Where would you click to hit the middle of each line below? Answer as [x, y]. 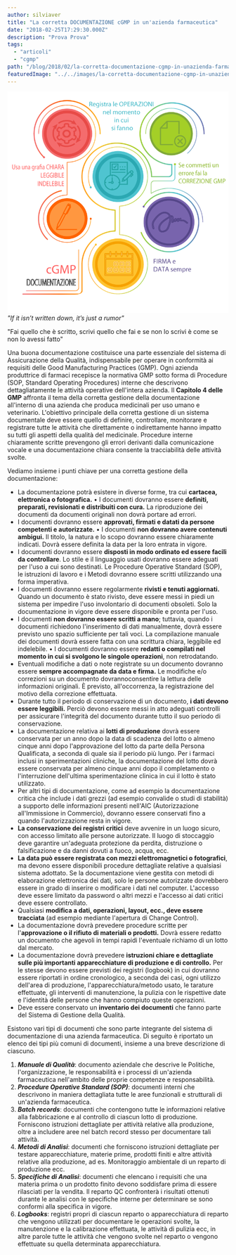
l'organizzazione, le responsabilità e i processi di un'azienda [104, 1071]
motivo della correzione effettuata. [67, 693]
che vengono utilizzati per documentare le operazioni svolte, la [109, 1221]
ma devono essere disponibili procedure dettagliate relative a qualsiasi [119, 865]
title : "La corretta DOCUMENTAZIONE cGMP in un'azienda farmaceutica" [113, 22]
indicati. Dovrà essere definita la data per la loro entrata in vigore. [112, 544]
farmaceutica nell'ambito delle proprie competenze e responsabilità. [116, 1079]
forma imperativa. [43, 581]
